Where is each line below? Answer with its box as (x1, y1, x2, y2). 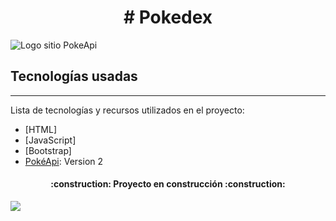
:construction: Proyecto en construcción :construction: (50, 178, 286, 190)
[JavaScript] (24, 134, 77, 146)
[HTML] (24, 123, 58, 135)
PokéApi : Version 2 (24, 155, 104, 167)
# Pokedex (123, 6, 213, 29)
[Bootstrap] (24, 144, 72, 156)
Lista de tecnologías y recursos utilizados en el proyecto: (10, 104, 245, 116)
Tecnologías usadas (10, 68, 138, 85)
